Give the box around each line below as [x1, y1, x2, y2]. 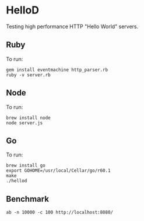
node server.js [6, 120, 43, 126]
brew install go [6, 162, 45, 169]
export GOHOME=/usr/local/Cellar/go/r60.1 [6, 168, 111, 174]
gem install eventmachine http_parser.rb [6, 67, 108, 73]
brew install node [6, 115, 51, 121]
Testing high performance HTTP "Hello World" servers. [6, 23, 139, 30]
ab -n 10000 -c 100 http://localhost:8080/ [6, 209, 114, 216]
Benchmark [6, 194, 50, 204]
